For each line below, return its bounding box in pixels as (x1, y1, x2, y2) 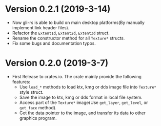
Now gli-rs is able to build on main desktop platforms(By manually (12, 20, 145, 25)
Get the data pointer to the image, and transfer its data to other (19, 110, 146, 116)
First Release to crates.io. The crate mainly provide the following (12, 73, 141, 79)
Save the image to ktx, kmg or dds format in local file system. (19, 94, 142, 100)
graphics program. (19, 115, 57, 121)
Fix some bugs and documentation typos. (12, 40, 96, 46)
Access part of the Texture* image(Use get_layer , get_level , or (19, 99, 148, 105)
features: (12, 79, 31, 84)
